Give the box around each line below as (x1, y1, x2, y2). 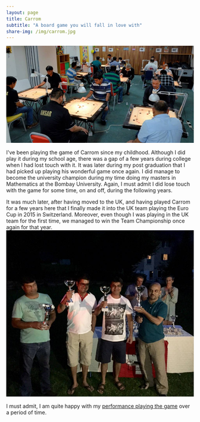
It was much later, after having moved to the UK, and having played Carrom (6, 198, 190, 205)
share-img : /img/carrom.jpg (6, 29, 76, 35)
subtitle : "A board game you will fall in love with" (6, 22, 143, 28)
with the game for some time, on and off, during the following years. (6, 187, 173, 194)
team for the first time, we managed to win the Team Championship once (6, 217, 185, 224)
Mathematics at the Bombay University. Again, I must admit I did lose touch (6, 180, 190, 187)
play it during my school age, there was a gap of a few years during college (6, 155, 191, 162)
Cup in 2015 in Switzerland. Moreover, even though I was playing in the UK (6, 211, 189, 218)
